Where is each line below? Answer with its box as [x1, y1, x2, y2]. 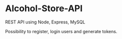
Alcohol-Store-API [5, 3, 83, 14]
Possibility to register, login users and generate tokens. [5, 28, 118, 34]
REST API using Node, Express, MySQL [5, 19, 85, 25]
